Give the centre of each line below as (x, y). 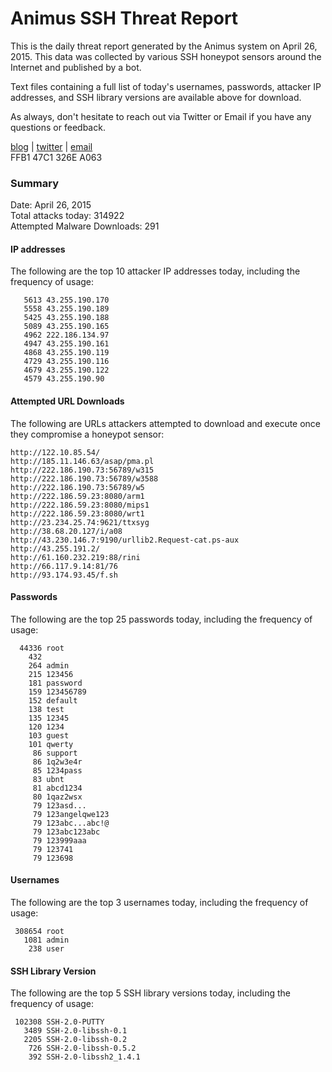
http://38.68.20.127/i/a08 (66, 531)
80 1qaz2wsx (57, 797)
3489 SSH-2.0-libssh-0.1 (75, 1031)
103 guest (49, 735)
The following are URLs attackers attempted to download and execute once (166, 423)
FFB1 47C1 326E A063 (56, 157)
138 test (46, 709)
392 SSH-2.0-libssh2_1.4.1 (84, 1057)
